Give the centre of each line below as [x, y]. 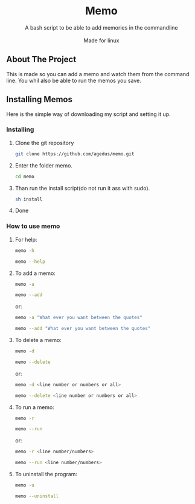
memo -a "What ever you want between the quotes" [79, 318]
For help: [26, 239]
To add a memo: [35, 273]
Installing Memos [39, 99]
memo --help [30, 261]
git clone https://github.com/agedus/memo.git [75, 154]
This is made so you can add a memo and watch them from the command [98, 74]
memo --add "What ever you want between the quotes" [83, 329]
